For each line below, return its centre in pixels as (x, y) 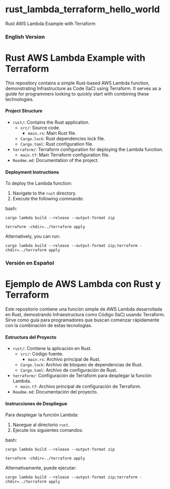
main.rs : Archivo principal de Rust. (64, 359)
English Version (25, 37)
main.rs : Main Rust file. (52, 133)
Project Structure (24, 111)
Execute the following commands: (48, 199)
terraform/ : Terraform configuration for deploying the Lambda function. (88, 149)
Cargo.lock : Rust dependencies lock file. (63, 138)
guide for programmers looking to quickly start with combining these (77, 94)
